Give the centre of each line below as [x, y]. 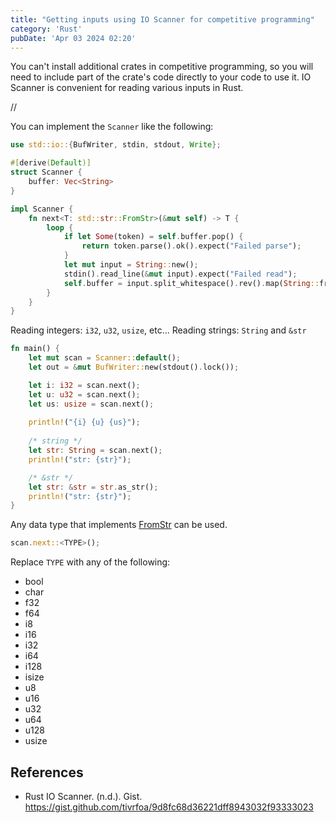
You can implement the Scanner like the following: [112, 127]
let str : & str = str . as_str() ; [93, 487]
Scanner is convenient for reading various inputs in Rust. [127, 88]
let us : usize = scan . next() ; [91, 404]
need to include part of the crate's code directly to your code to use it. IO [161, 77]
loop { [60, 227]
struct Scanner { [46, 172]
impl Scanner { [42, 209]
